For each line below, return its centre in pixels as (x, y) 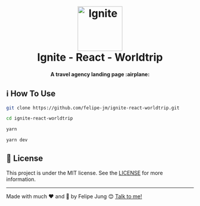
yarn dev (17, 140)
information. (21, 179)
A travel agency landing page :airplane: (100, 74)
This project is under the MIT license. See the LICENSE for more (85, 173)
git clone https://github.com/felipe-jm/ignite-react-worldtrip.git (93, 108)
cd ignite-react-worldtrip (40, 118)
